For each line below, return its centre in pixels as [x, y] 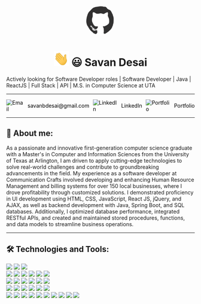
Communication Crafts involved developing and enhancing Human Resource [100, 180]
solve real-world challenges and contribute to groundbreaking [83, 167]
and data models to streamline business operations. [70, 224]
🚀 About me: [30, 133]
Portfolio [184, 106]
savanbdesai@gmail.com [59, 106]
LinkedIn [132, 106]
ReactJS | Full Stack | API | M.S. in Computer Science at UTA [81, 85]
